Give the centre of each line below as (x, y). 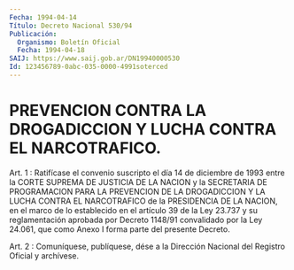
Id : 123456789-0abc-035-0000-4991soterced (89, 67)
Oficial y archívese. (44, 255)
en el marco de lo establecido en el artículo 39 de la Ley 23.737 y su (134, 210)
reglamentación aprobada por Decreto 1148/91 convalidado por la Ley (136, 220)
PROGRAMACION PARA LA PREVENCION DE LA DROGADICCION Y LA (137, 191)
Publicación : (33, 34)
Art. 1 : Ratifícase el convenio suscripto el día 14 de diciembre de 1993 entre (147, 173)
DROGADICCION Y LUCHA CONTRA (143, 130)
